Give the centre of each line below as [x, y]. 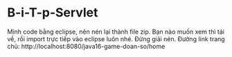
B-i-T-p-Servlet [53, 13]
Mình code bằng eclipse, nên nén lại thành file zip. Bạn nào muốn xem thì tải [116, 32]
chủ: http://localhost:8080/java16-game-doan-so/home [86, 46]
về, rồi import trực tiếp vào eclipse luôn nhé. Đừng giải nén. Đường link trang [116, 38]
